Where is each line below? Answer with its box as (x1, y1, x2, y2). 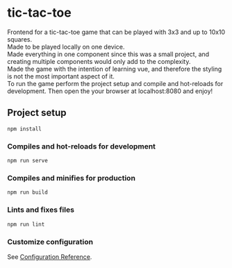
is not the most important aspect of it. (7, 72, 115, 81)
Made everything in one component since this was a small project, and (7, 50, 210, 58)
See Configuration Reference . (7, 252, 92, 261)
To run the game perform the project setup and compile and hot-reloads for (7, 79, 224, 87)
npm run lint (7, 221, 45, 228)
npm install (7, 125, 42, 133)
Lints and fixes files (7, 205, 75, 215)
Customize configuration (7, 237, 94, 246)
